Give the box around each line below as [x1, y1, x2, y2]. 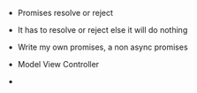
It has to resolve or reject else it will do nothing [17, 25, 188, 35]
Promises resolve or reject [17, 8, 113, 18]
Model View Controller [17, 59, 100, 69]
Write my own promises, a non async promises [17, 42, 188, 52]
